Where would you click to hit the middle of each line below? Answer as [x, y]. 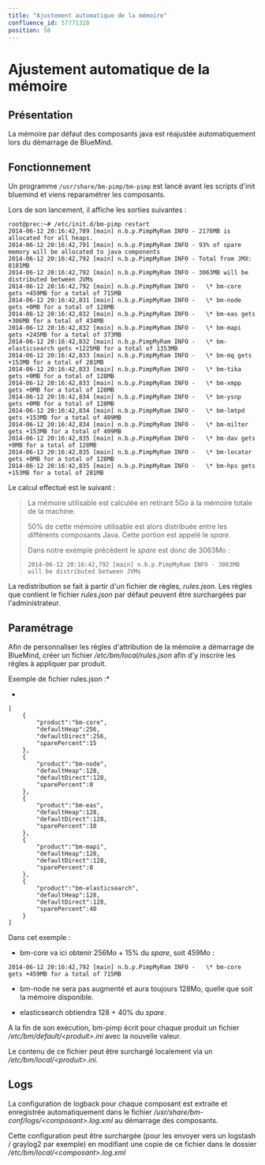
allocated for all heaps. [50, 238]
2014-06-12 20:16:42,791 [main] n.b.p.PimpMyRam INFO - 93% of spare [125, 245]
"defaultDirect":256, [72, 736]
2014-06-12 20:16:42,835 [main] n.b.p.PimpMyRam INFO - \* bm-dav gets [132, 439]
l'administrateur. [34, 603]
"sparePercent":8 [65, 867]
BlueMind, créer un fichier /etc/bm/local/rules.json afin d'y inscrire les [122, 655]
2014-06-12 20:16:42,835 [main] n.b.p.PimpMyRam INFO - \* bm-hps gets [132, 466]
